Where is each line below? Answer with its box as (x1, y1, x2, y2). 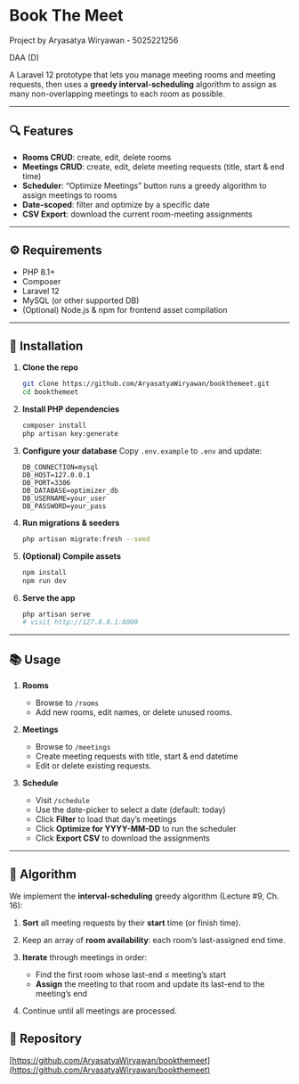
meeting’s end (35, 988, 87, 998)
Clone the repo (21, 362, 78, 373)
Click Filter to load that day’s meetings (35, 814, 177, 825)
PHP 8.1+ (21, 267, 56, 277)
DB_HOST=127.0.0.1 (21, 470, 91, 480)
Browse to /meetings (35, 742, 111, 752)
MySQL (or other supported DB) (21, 295, 140, 306)
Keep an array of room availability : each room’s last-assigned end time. (21, 934, 287, 945)
